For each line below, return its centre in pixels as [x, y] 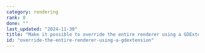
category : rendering [33, 12]
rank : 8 [16, 18]
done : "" [17, 23]
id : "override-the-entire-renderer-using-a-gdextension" [80, 40]
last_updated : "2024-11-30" [42, 29]
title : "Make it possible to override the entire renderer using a [94, 35]
